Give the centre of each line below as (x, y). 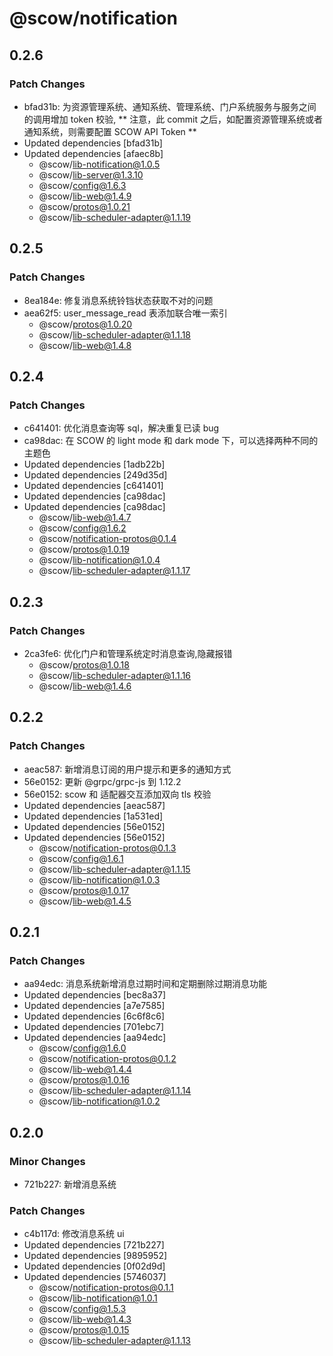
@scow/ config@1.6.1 (81, 858)
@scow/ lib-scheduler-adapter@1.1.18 (114, 334)
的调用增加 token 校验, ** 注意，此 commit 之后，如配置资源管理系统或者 (173, 119)
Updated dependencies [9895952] (95, 1256)
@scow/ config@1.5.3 (82, 1309)
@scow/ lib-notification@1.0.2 (99, 1101)
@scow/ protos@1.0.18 (84, 664)
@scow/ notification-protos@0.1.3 (107, 848)
